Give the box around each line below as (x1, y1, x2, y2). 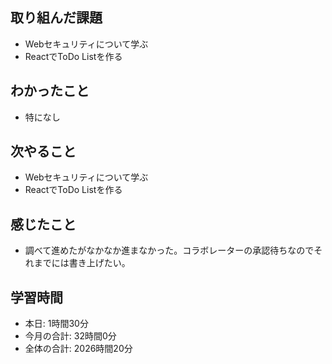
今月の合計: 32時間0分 (24, 330, 117, 342)
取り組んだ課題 (10, 9, 103, 27)
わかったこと (10, 83, 90, 100)
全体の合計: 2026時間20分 (24, 343, 133, 355)
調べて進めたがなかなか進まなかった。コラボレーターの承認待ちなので (24, 244, 315, 257)
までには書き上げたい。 (33, 257, 131, 269)
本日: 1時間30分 (24, 318, 89, 330)
